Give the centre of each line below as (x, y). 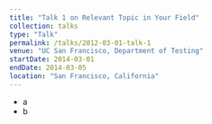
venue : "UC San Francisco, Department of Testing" (106, 51)
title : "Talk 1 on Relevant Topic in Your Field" (105, 18)
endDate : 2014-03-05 (48, 68)
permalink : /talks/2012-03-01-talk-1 (80, 43)
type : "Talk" (34, 34)
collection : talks (44, 26)
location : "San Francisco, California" (84, 76)
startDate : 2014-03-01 (52, 59)
